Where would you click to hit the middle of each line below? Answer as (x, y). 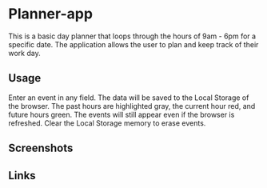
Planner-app (51, 14)
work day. (25, 53)
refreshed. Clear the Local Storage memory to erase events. (107, 123)
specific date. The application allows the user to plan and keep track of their (133, 44)
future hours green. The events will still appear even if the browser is (122, 114)
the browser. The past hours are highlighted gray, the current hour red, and (132, 106)
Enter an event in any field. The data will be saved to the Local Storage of (129, 98)
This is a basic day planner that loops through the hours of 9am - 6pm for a (132, 36)
